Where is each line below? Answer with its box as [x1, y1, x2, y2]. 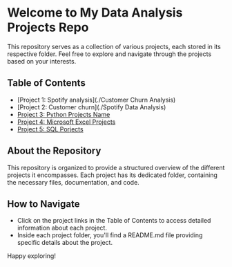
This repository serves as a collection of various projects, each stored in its [7, 42, 221, 50]
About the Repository [7, 145, 101, 157]
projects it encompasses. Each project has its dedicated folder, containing [7, 171, 217, 179]
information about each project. [17, 223, 107, 232]
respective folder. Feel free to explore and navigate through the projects [7, 50, 212, 58]
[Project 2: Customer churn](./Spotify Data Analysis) [17, 102, 166, 111]
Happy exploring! [7, 252, 57, 260]
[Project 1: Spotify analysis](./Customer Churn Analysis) [17, 95, 176, 104]
